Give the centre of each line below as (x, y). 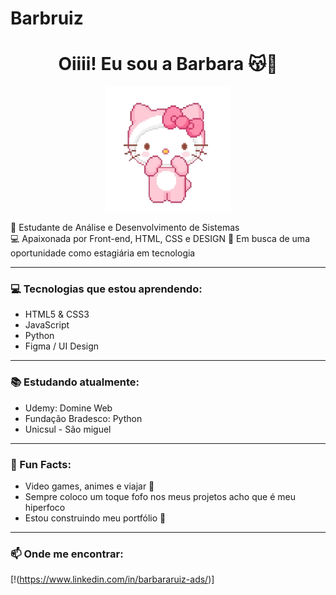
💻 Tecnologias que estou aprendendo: (106, 289)
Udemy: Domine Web (68, 408)
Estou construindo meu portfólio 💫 (95, 518)
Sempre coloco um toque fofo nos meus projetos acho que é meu (160, 497)
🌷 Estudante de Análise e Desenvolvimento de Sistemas (125, 228)
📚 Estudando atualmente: (75, 382)
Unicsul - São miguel (68, 429)
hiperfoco (45, 508)
